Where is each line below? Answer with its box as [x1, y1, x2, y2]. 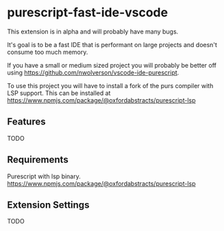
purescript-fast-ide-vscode [7, 5, 169, 21]
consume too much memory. [7, 48, 88, 56]
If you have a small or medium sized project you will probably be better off [7, 61, 217, 69]
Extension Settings [7, 199, 90, 210]
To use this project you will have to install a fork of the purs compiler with [7, 81, 214, 90]
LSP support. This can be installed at [7, 89, 111, 97]
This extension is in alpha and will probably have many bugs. [7, 27, 179, 36]
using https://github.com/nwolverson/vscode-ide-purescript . [7, 68, 179, 77]
